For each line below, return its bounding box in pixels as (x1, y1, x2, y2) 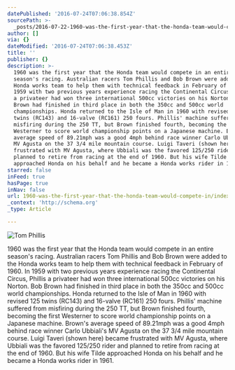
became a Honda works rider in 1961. (7, 356, 114, 364)
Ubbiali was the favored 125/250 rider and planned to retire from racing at (7, 341, 220, 350)
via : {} (7, 36, 30, 43)
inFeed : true (7, 173, 45, 180)
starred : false (7, 166, 52, 174)
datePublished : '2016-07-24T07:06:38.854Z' (7, 10, 136, 18)
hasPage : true (7, 179, 49, 186)
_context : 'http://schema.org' (7, 199, 99, 207)
